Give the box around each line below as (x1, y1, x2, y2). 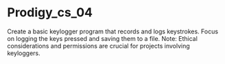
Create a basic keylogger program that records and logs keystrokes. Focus (7, 27, 218, 35)
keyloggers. (7, 49, 41, 57)
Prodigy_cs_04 (7, 5, 93, 20)
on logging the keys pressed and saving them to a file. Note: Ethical (7, 34, 198, 42)
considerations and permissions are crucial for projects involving (7, 42, 190, 50)
